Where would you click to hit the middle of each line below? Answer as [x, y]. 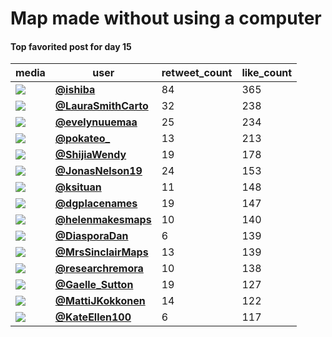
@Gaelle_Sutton [94, 285]
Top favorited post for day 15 [71, 46]
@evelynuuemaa [96, 122]
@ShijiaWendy [90, 155]
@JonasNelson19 [98, 171]
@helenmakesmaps [103, 220]
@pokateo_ [82, 139]
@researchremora [99, 269]
